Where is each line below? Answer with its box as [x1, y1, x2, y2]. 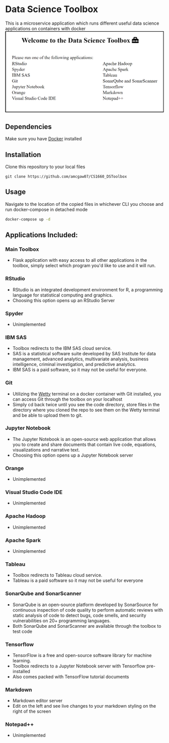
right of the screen [12, 708, 51, 714]
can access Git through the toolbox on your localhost [12, 396, 123, 402]
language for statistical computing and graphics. [12, 292, 113, 298]
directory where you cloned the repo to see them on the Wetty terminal [12, 407, 160, 413]
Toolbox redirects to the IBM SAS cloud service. [12, 345, 112, 351]
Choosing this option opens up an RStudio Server [12, 297, 115, 303]
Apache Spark [5, 537, 41, 544]
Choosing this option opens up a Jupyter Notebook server [12, 452, 133, 458]
